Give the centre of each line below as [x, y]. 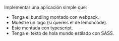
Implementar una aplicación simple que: [46, 7]
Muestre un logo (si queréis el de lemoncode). [59, 23]
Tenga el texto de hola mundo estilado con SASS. [63, 33]
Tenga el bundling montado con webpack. [55, 17]
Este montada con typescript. [42, 28]
